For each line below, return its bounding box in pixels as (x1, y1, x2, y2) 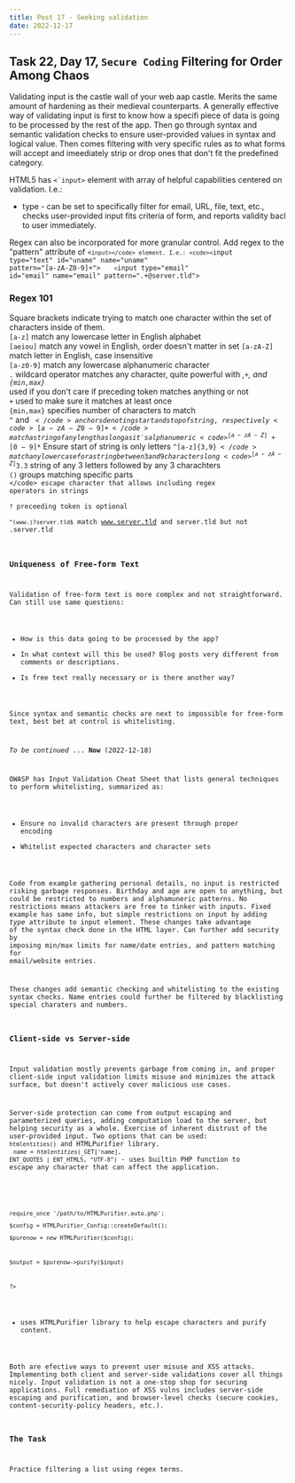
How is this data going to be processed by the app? (20, 634, 220, 643)
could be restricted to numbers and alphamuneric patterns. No (9, 894, 248, 903)
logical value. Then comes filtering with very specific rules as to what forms (9, 138, 286, 149)
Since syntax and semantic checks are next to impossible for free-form (9, 710, 283, 718)
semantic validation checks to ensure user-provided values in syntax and (9, 129, 276, 140)
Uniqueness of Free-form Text (9, 560, 140, 569)
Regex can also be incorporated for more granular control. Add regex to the (9, 237, 285, 248)
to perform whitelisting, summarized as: (9, 782, 165, 791)
